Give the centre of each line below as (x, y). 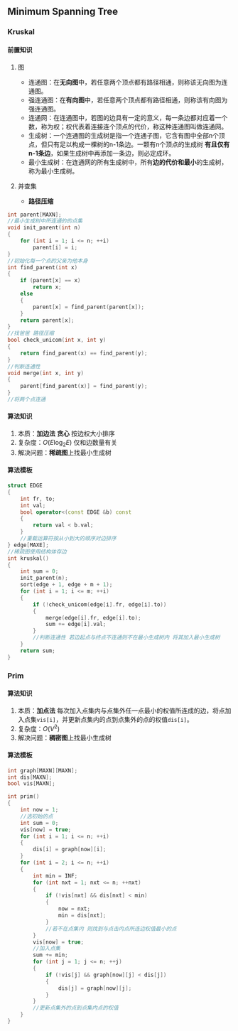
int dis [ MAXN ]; (30, 777)
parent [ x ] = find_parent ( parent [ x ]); (88, 307)
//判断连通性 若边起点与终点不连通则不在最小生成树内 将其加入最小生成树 (126, 638)
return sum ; (38, 651)
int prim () (23, 797)
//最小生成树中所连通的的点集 (45, 221)
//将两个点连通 (27, 400)
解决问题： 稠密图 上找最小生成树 (64, 738)
